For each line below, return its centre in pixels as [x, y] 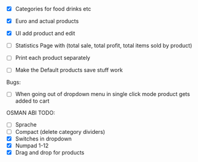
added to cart [32, 101]
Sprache [26, 125]
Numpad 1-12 [32, 145]
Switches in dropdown [43, 138]
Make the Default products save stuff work [69, 70]
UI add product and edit [45, 34]
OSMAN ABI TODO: [31, 113]
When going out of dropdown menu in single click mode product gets [103, 94]
